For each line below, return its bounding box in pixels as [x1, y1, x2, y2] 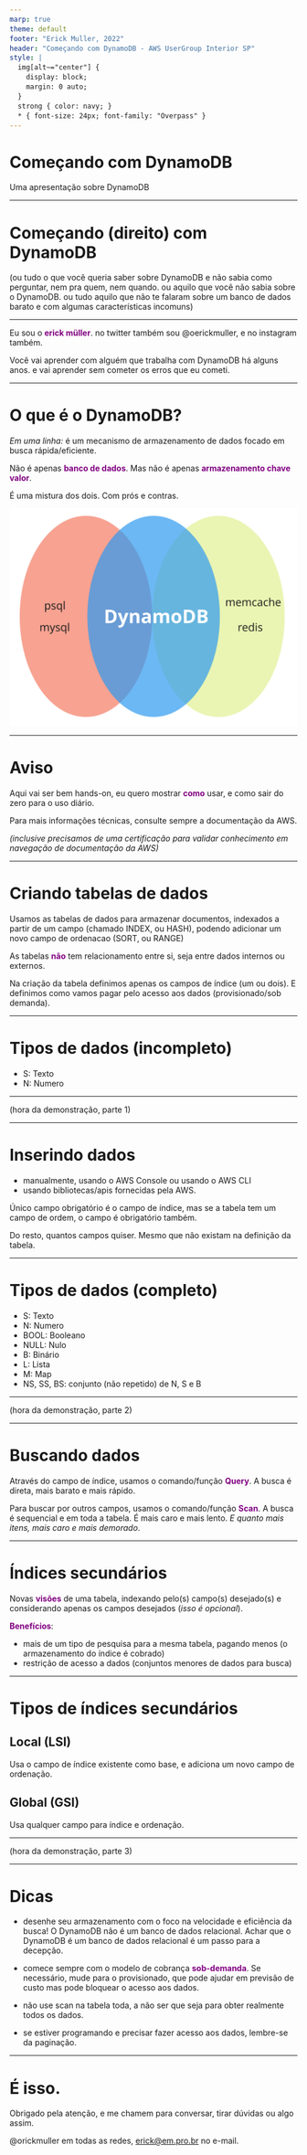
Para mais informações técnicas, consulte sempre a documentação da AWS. [9, 815, 298, 826]
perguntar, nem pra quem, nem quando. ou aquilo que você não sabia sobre [9, 281, 296, 292]
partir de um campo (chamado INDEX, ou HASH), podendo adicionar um [9, 923, 281, 934]
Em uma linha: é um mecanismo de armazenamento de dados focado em [9, 435, 285, 447]
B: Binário [22, 1349, 59, 1360]
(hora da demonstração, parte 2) [9, 1404, 132, 1416]
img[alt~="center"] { [17, 63, 101, 72]
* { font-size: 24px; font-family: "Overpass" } [17, 111, 206, 121]
